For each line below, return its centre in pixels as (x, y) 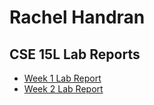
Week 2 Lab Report (63, 89)
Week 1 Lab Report (62, 78)
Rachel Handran (77, 17)
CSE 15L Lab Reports (75, 54)
